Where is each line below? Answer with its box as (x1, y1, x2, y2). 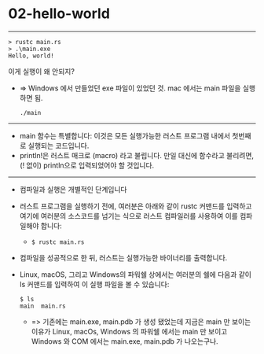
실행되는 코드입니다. (27, 141, 90, 150)
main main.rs (19, 302, 66, 310)
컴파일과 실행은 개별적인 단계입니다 (19, 184, 127, 194)
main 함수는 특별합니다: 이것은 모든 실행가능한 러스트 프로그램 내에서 (19, 131, 230, 140)
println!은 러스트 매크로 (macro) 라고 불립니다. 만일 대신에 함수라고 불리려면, (19, 150, 254, 160)
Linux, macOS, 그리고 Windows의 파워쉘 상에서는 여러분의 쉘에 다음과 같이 (19, 269, 251, 279)
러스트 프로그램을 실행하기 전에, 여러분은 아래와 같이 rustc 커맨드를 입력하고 (19, 201, 252, 211)
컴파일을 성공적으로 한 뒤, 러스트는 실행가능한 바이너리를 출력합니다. (19, 253, 228, 262)
